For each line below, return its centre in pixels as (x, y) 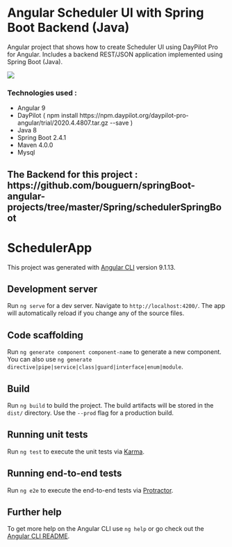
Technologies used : (42, 93)
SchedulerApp (50, 248)
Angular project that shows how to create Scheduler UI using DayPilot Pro (113, 47)
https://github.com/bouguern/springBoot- (101, 185)
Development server (52, 289)
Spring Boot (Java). (35, 61)
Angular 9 (31, 108)
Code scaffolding (45, 335)
